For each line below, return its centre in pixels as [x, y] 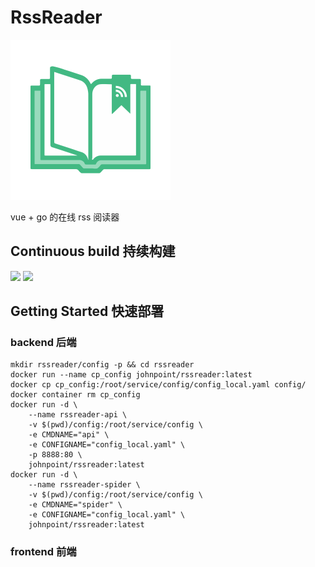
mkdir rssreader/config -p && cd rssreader [102, 365]
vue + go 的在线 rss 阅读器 [65, 217]
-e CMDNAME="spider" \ [75, 505]
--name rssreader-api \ [78, 415]
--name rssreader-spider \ [84, 485]
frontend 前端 [43, 552]
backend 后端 [43, 343]
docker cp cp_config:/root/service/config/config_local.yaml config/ [158, 385]
